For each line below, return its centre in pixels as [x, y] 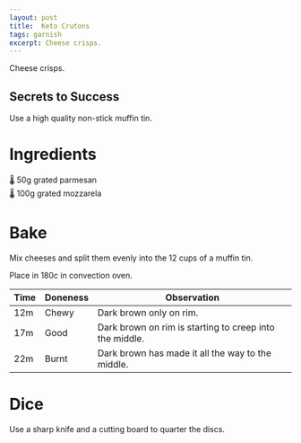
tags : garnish [36, 34]
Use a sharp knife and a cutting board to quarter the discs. [117, 429]
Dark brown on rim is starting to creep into [186, 327]
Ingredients [53, 155]
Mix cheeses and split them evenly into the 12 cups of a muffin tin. [131, 258]
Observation [192, 297]
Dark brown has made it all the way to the [184, 353]
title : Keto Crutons [50, 26]
